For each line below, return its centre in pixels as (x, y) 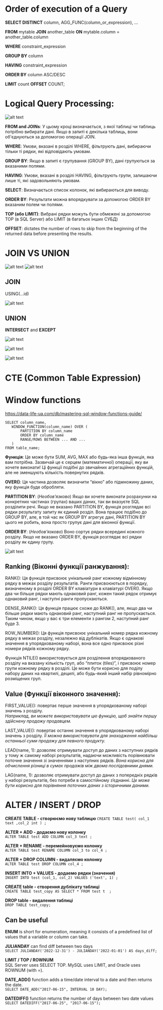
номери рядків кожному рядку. (38, 649)
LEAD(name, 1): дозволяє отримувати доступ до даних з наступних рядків (81, 750)
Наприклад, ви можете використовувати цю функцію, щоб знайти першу (81, 716)
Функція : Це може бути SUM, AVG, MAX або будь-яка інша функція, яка (80, 457)
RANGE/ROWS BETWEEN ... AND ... (53, 439)
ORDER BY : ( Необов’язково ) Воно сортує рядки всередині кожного (75, 531)
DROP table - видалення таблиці (39, 901)
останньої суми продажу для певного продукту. (55, 741)
